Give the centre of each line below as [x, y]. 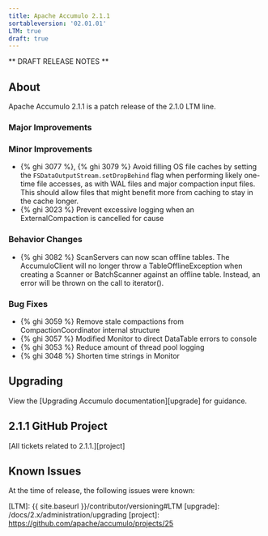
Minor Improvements [51, 149]
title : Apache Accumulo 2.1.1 [60, 16]
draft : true [28, 38]
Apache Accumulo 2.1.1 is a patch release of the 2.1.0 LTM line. [112, 107]
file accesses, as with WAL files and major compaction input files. [146, 184]
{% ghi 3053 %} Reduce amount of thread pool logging [112, 347]
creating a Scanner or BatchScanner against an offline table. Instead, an [140, 274]
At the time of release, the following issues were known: [102, 491]
